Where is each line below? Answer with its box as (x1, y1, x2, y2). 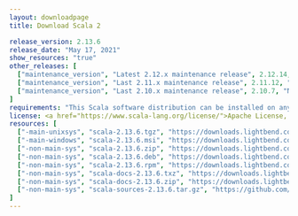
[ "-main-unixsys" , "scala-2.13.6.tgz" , (17, 127, 165, 137)
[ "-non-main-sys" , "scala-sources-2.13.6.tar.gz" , (17, 185, 208, 195)
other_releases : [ (9, 62, 77, 71)
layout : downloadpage (9, 12, 90, 22)
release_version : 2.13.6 (9, 37, 101, 46)
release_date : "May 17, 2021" (9, 45, 122, 54)
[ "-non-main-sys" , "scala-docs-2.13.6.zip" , (17, 177, 184, 186)
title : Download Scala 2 (9, 21, 101, 30)
